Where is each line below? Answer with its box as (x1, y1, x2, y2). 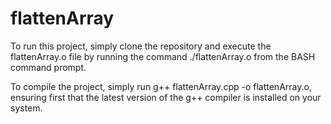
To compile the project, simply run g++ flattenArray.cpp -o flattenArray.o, (10, 80, 312, 92)
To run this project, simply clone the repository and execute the (10, 40, 272, 52)
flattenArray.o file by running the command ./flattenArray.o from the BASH (10, 50, 316, 62)
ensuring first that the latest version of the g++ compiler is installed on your (10, 91, 322, 103)
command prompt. (10, 61, 87, 73)
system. (10, 102, 43, 114)
